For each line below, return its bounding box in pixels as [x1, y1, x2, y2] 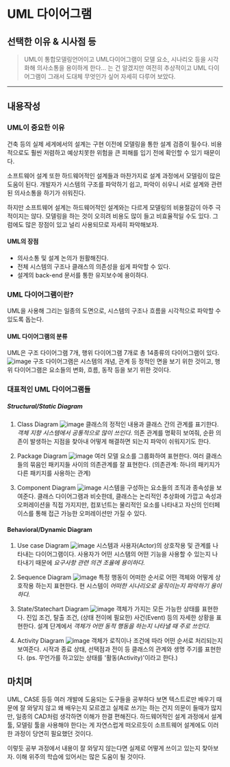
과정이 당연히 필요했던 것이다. [14, 729, 94, 738]
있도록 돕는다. [7, 315, 44, 324]
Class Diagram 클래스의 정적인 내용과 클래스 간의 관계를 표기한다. [16, 420, 219, 428]
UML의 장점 [7, 237, 39, 245]
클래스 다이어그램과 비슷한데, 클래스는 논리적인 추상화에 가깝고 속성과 [37, 492, 222, 500]
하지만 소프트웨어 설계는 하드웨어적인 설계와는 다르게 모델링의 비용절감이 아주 [7, 203, 214, 211]
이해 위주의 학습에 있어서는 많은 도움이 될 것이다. [16, 753, 146, 761]
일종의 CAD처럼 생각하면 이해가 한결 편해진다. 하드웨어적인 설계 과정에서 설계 [16, 712, 222, 720]
